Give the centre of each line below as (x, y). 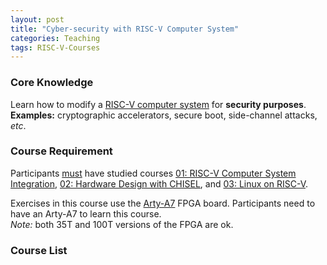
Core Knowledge (52, 83)
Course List (39, 250)
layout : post (37, 19)
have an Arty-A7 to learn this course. (86, 213)
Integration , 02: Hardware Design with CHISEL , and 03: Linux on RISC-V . (159, 183)
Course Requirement (61, 151)
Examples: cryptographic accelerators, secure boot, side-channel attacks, (164, 115)
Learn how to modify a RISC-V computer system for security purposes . (158, 104)
